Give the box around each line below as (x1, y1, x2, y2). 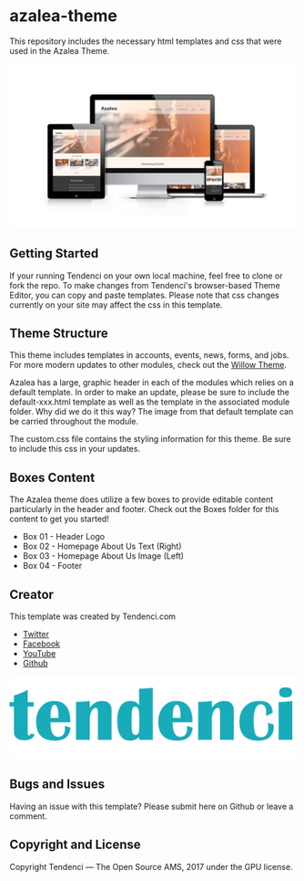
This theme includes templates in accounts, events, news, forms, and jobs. (9, 350, 289, 361)
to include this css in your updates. (9, 444, 141, 455)
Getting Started (9, 246, 99, 261)
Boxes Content (9, 469, 96, 485)
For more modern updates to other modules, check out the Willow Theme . (9, 360, 287, 371)
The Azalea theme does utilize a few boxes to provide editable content (9, 494, 274, 505)
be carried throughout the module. (9, 416, 139, 427)
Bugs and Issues (9, 777, 106, 792)
